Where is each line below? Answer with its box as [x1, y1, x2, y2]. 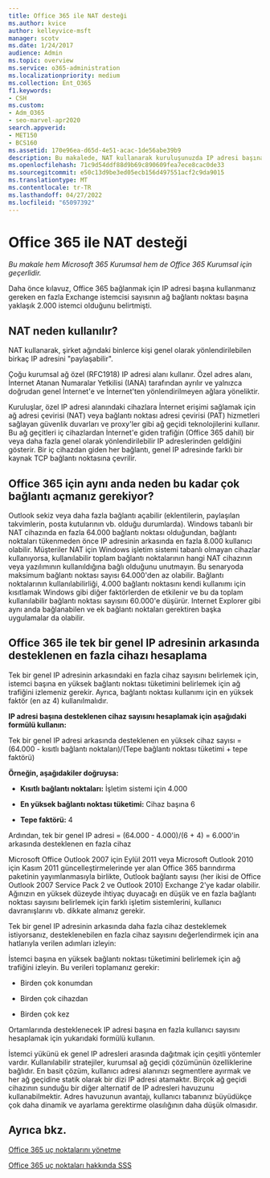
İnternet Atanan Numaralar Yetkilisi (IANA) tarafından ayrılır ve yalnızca [8, 378, 243, 388]
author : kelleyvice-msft [8, 27, 92, 35]
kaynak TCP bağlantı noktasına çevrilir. [8, 453, 137, 463]
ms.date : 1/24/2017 [8, 42, 74, 50]
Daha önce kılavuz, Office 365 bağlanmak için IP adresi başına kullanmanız [8, 284, 256, 293]
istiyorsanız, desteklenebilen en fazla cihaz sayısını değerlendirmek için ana [8, 930, 260, 939]
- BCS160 [8, 138, 38, 147]
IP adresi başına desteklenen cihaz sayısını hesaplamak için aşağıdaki [8, 711, 247, 721]
